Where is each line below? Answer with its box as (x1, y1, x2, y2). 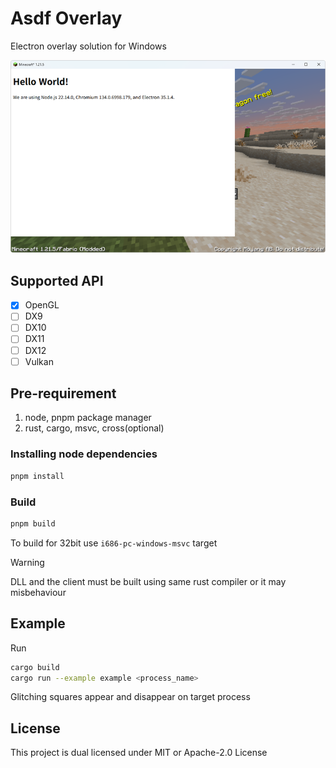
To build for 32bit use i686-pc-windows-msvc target (10, 537, 218, 549)
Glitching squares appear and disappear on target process (10, 691, 251, 703)
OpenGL (24, 299, 60, 311)
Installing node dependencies (10, 447, 158, 461)
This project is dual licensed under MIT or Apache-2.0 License (10, 747, 268, 759)
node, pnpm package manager (24, 412, 152, 424)
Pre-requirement (10, 385, 117, 402)
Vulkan (24, 355, 54, 367)
